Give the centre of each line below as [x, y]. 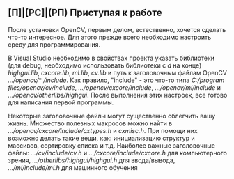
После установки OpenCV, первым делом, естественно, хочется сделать [117, 29]
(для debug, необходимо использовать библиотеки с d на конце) [105, 65]
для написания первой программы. [61, 102]
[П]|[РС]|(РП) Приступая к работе [85, 13]
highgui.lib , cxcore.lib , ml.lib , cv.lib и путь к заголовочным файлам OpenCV [117, 72]
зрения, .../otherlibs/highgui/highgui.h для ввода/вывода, [92, 160]
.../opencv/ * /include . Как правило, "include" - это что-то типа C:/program [116, 80]
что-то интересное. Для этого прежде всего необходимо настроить [110, 37]
